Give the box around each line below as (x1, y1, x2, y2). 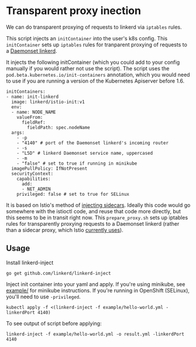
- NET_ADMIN (21, 186, 51, 192)
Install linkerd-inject (6, 259, 54, 266)
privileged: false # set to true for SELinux (16, 191, 130, 197)
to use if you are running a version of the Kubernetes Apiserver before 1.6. (6, 77, 185, 84)
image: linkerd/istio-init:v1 (11, 98, 85, 105)
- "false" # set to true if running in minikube (16, 160, 137, 166)
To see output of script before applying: (6, 319, 102, 326)
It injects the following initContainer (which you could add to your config (6, 59, 180, 66)
